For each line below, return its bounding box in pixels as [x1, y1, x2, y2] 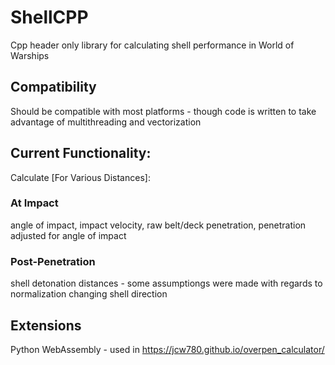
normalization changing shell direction [10, 288, 168, 300]
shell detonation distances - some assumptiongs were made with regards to [10, 277, 323, 290]
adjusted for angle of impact [10, 229, 127, 241]
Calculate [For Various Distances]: [10, 171, 151, 183]
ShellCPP [10, 6, 89, 29]
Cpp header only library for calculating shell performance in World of [10, 39, 295, 51]
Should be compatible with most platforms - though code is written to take [10, 105, 317, 117]
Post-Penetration [10, 254, 96, 268]
